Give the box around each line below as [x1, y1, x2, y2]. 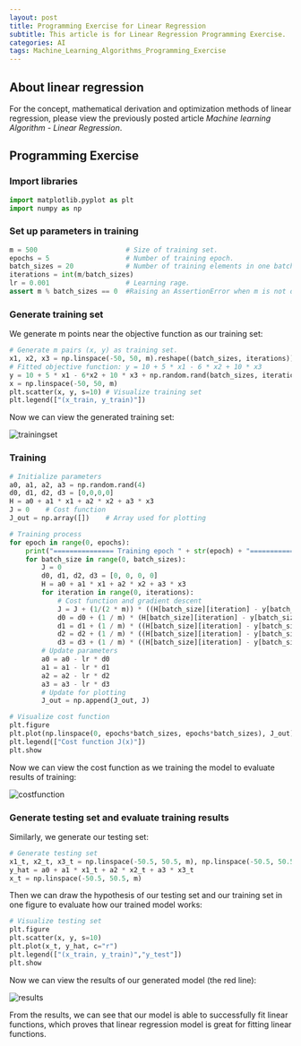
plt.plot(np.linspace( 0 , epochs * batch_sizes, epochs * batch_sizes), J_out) [9, 729, 295, 739]
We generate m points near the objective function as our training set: [9, 329, 263, 339]
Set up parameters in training [9, 225, 139, 237]
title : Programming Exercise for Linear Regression [9, 21, 206, 30]
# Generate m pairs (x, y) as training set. [9, 346, 178, 355]
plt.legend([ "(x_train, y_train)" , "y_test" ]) [9, 950, 182, 959]
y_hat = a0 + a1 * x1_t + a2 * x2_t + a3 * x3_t [9, 865, 194, 874]
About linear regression [9, 80, 144, 95]
